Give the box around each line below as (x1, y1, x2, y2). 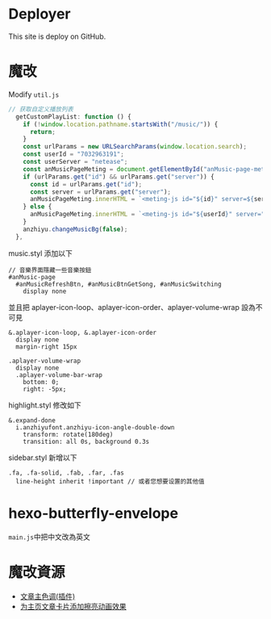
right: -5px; (23, 385, 67, 393)
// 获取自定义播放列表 (8, 105, 74, 113)
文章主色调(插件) (19, 591, 76, 601)
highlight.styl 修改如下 (8, 400, 82, 410)
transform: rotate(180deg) (23, 430, 114, 438)
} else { (23, 203, 52, 211)
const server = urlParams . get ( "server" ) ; (29, 187, 172, 196)
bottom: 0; (23, 378, 60, 386)
